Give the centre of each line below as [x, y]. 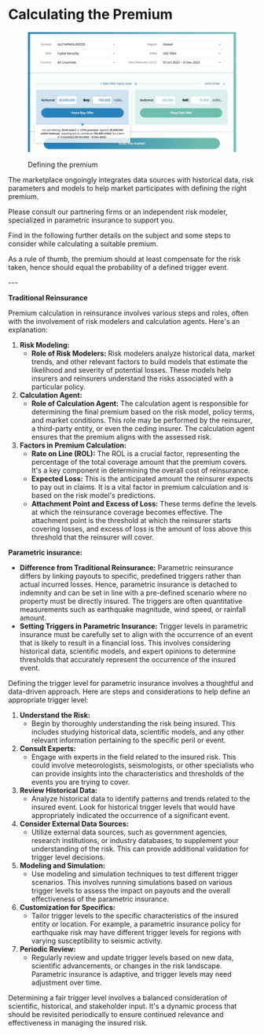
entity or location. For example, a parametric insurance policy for [136, 924]
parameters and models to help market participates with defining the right [128, 188]
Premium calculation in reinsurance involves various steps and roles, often [128, 313]
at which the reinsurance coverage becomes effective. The [126, 512]
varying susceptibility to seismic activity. [97, 941]
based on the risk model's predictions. [93, 495]
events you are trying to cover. [81, 782]
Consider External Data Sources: [74, 824]
